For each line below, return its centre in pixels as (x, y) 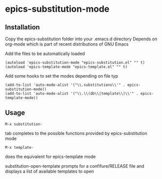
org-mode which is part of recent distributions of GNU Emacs (67, 44)
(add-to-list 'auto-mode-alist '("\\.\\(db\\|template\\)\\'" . (72, 94)
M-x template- (20, 147)
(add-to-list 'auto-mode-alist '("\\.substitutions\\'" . (65, 85)
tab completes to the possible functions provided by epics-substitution (76, 133)
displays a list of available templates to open (50, 171)
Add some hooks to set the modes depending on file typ (61, 76)
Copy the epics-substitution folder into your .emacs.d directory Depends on (81, 39)
